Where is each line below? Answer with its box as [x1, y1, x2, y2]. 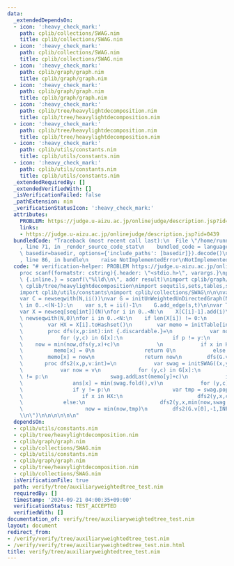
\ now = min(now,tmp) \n [19, 406, 148, 413]
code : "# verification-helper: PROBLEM [13, 263, 130, 270]
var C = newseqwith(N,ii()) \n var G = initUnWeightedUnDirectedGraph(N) [19, 296, 232, 303]
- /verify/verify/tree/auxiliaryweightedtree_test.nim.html [7, 542, 186, 549]
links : [19, 224, 39, 231]
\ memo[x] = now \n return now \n [19, 353, 182, 361]
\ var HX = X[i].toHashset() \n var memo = [19, 321, 189, 328]
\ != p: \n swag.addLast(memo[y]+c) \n [19, 373, 189, 380]
